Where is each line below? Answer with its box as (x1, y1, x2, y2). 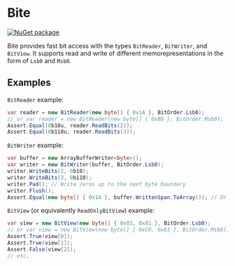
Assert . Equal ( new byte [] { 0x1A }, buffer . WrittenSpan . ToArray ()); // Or (7, 194, 227, 201)
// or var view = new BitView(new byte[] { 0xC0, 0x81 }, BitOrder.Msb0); (7, 226, 230, 234)
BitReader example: (7, 95, 64, 104)
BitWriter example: (7, 141, 64, 150)
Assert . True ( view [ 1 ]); (7, 239, 73, 246)
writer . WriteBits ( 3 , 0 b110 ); (7, 174, 92, 181)
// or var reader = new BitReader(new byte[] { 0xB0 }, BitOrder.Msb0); (7, 115, 224, 122)
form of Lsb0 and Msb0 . (7, 56, 72, 64)
